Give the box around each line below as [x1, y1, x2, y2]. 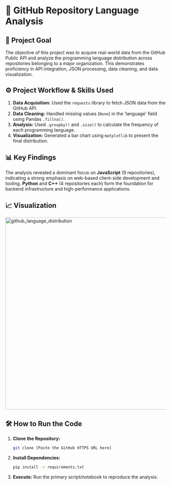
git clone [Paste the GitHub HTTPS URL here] [12, 446, 112, 451]
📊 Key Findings [5, 153, 56, 162]
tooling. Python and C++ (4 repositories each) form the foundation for [5, 180, 154, 186]
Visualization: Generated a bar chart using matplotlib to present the [12, 132, 159, 138]
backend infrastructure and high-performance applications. [5, 185, 131, 192]
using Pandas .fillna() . [12, 116, 65, 122]
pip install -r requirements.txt [12, 465, 84, 470]
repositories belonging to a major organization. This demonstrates [5, 60, 144, 66]
